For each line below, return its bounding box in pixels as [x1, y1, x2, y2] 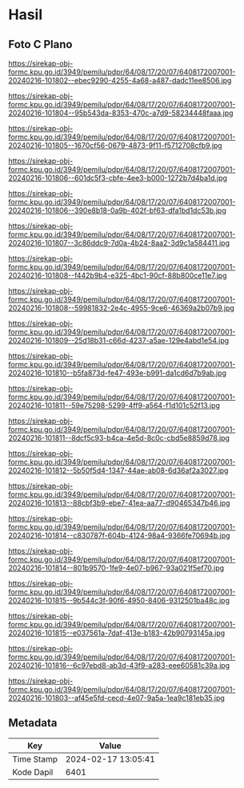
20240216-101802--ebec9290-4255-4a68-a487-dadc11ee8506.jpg [8, 76, 232, 85]
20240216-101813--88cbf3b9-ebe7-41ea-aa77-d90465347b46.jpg [8, 498, 230, 507]
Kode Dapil [12, 766, 54, 778]
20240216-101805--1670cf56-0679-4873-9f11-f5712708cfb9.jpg [8, 141, 222, 150]
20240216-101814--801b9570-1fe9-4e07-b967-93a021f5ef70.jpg [8, 563, 225, 573]
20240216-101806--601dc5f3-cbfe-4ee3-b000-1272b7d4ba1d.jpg [8, 174, 228, 182]
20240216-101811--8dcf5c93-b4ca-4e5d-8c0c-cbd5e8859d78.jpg [8, 434, 230, 442]
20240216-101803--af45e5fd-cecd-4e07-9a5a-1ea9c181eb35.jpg [8, 694, 226, 702]
